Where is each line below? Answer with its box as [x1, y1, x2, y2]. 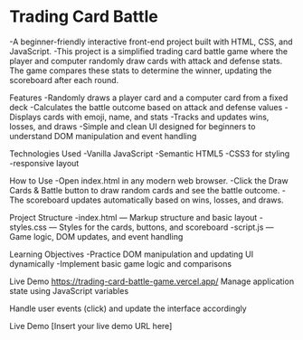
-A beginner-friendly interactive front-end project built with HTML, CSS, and [9, 36, 293, 47]
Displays [9, 111, 42, 122]
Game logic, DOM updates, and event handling [9, 231, 184, 241]
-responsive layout [9, 157, 80, 168]
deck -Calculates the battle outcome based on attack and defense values [9, 101, 283, 112]
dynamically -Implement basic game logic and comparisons [9, 258, 232, 269]
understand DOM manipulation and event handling [9, 130, 197, 141]
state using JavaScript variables [9, 285, 129, 296]
